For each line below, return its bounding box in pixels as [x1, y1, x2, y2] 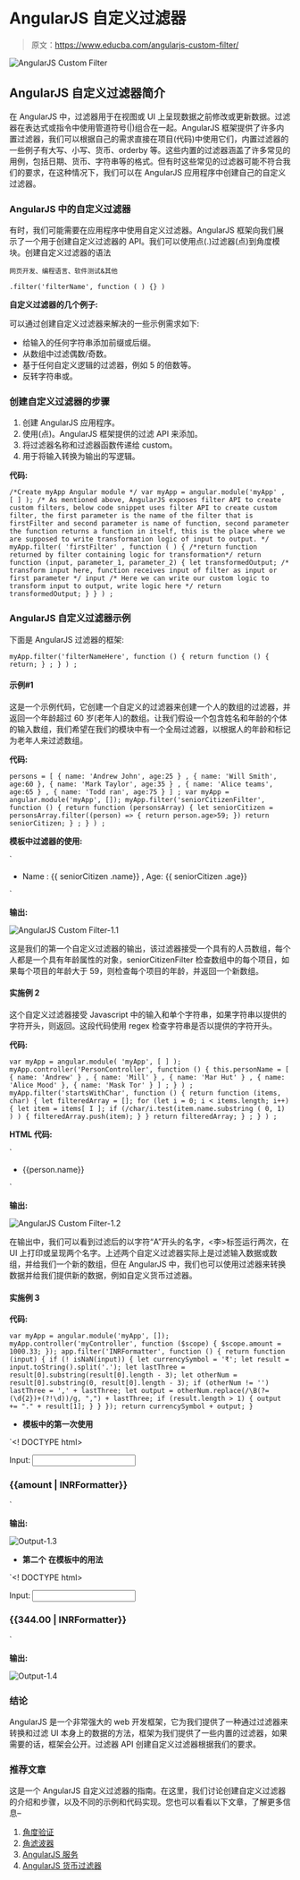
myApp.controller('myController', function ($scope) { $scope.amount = [9, 1339, 281, 1348]
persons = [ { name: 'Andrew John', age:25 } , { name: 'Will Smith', [9, 772, 278, 781]
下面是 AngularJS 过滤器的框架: [9, 634, 125, 645]
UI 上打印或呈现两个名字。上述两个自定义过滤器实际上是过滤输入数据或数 [9, 1248, 279, 1259]
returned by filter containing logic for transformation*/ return [9, 551, 262, 560]
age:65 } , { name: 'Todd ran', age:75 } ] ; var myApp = [9, 787, 229, 797]
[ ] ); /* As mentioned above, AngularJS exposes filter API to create [9, 496, 281, 505]
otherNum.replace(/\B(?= [177, 1387, 270, 1396]
